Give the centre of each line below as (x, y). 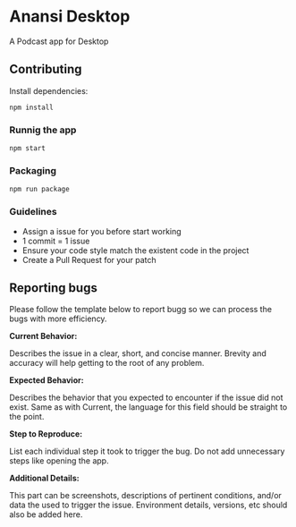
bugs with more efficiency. (58, 319)
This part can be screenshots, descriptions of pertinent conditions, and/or (145, 496)
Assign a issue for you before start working (101, 231)
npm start (28, 149)
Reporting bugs (54, 288)
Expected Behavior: (47, 380)
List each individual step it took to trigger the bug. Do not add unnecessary (147, 451)
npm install (31, 107)
